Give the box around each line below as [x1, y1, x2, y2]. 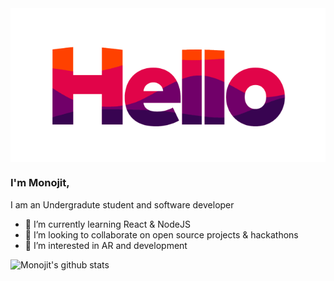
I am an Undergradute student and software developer [10, 198, 235, 211]
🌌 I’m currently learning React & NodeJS [24, 218, 191, 230]
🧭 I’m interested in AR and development [24, 239, 188, 251]
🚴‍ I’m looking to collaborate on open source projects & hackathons [24, 228, 299, 241]
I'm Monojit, [10, 176, 70, 190]
